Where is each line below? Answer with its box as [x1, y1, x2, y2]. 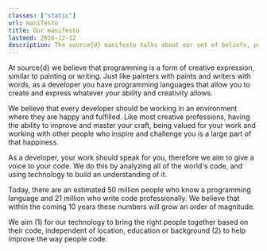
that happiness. [8, 137, 60, 147]
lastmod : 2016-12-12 [8, 33, 77, 42]
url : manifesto [8, 19, 59, 27]
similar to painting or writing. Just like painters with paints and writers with [8, 71, 252, 81]
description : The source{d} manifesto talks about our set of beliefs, [8, 41, 250, 49]
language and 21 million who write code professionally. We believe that [8, 194, 240, 203]
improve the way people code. [8, 234, 108, 244]
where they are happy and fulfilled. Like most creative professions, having [8, 112, 250, 122]
